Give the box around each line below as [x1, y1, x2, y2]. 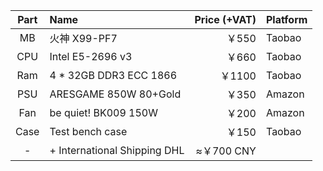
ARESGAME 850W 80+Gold [49, 87, 182, 101]
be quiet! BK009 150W [49, 106, 158, 119]
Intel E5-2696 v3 [49, 50, 133, 63]
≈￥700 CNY [195, 144, 257, 158]
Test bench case [49, 125, 128, 138]
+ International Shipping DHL [49, 144, 185, 157]
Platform [265, 13, 308, 26]
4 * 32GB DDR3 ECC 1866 [49, 69, 178, 82]
